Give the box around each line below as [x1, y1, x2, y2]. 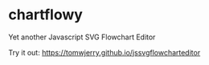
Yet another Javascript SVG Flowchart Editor [8, 32, 156, 42]
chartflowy [8, 6, 83, 24]
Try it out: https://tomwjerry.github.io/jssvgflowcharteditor [8, 47, 201, 57]
